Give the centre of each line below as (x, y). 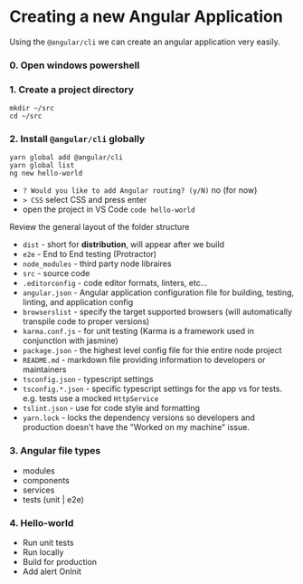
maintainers (44, 369)
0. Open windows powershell (75, 65)
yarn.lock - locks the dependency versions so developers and (139, 417)
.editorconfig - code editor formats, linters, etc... (115, 283)
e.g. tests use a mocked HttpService (90, 398)
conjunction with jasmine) (71, 340)
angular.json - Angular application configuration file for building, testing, (158, 292)
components (46, 480)
